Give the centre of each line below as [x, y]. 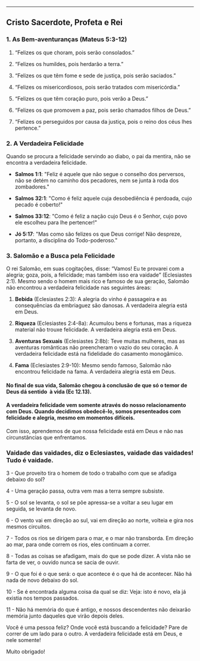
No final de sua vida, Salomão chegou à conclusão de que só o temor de [97, 385]
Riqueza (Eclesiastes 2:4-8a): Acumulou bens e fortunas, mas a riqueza [103, 323]
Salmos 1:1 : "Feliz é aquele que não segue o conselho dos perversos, [100, 174]
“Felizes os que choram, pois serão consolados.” [75, 52]
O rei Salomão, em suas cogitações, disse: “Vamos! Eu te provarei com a [95, 269]
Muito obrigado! [26, 651]
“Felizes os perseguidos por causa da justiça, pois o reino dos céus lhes [103, 121]
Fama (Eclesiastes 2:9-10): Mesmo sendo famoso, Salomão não [93, 365]
